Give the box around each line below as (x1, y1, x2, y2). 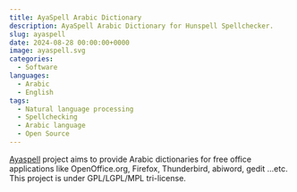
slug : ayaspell (9, 29, 66, 38)
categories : (9, 54, 54, 63)
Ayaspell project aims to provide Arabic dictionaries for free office (9, 154, 252, 164)
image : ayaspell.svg (9, 46, 87, 55)
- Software (17, 63, 58, 72)
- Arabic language (17, 121, 87, 130)
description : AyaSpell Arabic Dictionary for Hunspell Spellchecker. (9, 21, 275, 30)
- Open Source (17, 129, 70, 138)
